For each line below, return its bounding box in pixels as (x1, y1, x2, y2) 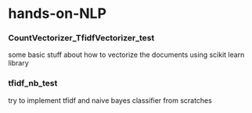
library (8, 58, 29, 68)
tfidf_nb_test (8, 78, 58, 89)
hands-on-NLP (8, 5, 107, 23)
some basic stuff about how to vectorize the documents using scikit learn (8, 50, 245, 59)
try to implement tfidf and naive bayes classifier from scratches (8, 95, 213, 105)
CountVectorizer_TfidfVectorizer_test (8, 33, 155, 44)
